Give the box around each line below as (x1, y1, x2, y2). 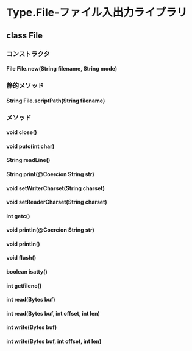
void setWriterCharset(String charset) (6, 184, 105, 192)
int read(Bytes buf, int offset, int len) (6, 310, 101, 317)
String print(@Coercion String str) (6, 170, 94, 177)
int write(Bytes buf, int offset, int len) (6, 338, 102, 345)
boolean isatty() (6, 268, 48, 275)
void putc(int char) (6, 143, 55, 150)
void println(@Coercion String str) (6, 226, 94, 233)
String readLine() (6, 157, 51, 164)
